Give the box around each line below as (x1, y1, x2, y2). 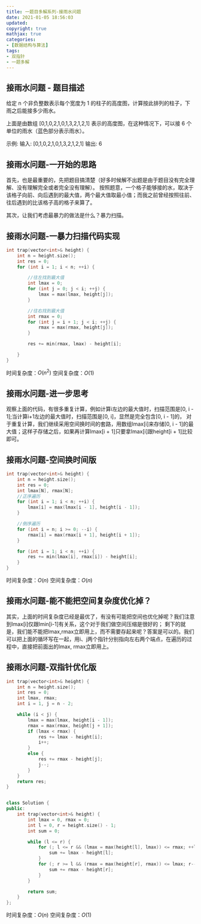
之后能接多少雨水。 (11, 107, 59, 115)
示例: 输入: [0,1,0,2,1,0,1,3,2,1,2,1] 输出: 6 (6, 140, 102, 148)
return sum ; (28, 889, 58, 895)
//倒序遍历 (17, 521, 41, 527)
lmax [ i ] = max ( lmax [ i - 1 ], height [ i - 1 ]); (28, 504, 141, 510)
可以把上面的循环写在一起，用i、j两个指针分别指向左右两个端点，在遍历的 (6, 635, 187, 642)
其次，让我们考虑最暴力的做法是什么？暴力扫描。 (6, 212, 127, 219)
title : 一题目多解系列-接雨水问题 (6, 8, 81, 15)
